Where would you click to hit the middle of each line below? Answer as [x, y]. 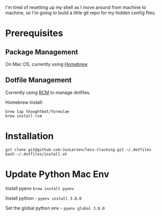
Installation [30, 136]
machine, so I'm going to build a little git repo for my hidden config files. [81, 13]
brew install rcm [24, 116]
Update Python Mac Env [57, 174]
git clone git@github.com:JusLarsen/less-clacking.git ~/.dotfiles [78, 149]
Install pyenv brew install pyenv [40, 188]
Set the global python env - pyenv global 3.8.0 [55, 208]
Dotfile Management [38, 80]
